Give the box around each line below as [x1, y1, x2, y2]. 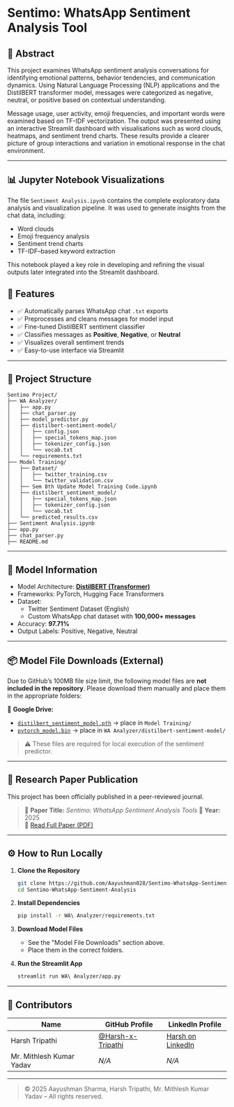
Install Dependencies [17, 899, 80, 907]
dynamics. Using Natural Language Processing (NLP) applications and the [7, 81, 220, 89]
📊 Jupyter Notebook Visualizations [7, 174, 165, 186]
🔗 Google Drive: [7, 705, 54, 714]
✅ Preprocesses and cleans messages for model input [17, 314, 174, 323]
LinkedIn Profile [168, 1020, 221, 1029]
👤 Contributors [7, 999, 73, 1011]
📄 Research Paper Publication [7, 774, 139, 786]
